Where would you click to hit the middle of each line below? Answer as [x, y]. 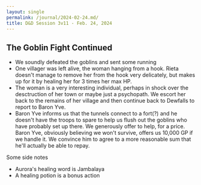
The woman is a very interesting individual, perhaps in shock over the [102, 88]
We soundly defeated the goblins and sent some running [86, 62]
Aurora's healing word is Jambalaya [60, 169]
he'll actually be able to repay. [52, 146]
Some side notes [27, 157]
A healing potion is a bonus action [57, 175]
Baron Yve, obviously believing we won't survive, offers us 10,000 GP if [104, 133]
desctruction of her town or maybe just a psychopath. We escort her [100, 94]
